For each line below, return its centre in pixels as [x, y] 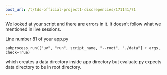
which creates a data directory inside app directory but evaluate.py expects [83, 62]
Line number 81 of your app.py [37, 39]
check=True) [18, 52]
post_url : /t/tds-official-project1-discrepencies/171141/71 [71, 10]
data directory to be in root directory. [44, 67]
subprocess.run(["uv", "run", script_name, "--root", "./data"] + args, [83, 48]
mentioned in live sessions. [33, 29]
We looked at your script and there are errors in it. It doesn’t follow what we [83, 24]
